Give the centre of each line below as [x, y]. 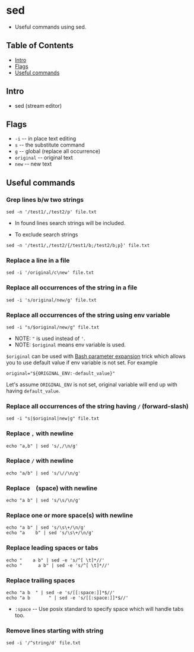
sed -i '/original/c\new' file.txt [50, 273]
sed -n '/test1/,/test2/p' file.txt [51, 212]
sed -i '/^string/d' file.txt [44, 643]
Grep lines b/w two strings [45, 199]
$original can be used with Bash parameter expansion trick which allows [96, 356]
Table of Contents [40, 46]
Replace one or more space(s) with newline [70, 516]
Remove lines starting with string [55, 631]
